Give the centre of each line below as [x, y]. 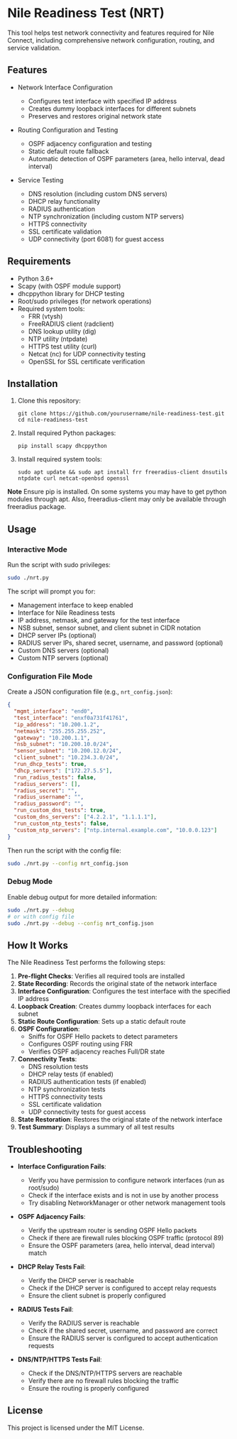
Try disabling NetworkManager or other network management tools [127, 1203]
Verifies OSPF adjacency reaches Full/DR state [97, 1051]
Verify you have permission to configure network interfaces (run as [126, 1181]
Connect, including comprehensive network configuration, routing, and [111, 40]
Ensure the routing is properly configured [88, 1389]
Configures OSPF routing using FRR [80, 1044]
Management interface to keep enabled [75, 605]
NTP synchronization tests [67, 1089]
